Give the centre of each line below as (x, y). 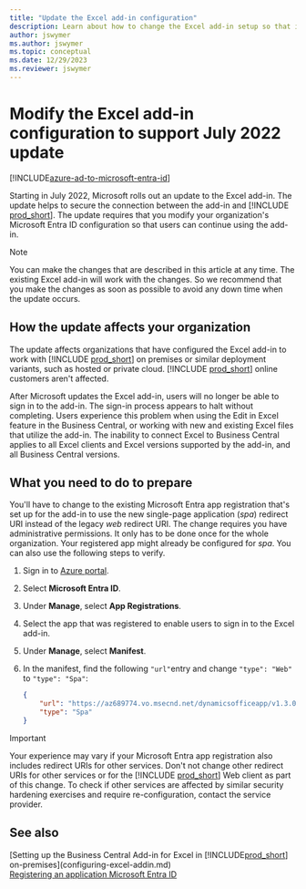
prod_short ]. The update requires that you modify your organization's (139, 214)
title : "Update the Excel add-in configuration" (103, 18)
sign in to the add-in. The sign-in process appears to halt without (131, 406)
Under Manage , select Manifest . (84, 651)
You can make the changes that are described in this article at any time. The (152, 269)
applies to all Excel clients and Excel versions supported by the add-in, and (150, 444)
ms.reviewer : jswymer (51, 69)
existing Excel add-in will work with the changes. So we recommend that (146, 279)
